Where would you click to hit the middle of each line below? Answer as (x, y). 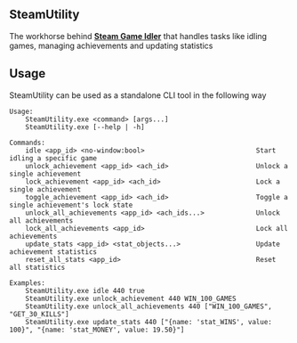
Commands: (28, 143)
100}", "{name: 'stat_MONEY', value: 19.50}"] (97, 330)
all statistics (37, 267)
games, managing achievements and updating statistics (111, 45)
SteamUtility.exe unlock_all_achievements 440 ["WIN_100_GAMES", (149, 306)
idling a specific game (53, 158)
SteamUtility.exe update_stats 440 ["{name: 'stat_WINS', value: (149, 322)
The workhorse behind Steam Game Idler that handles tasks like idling (138, 36)
